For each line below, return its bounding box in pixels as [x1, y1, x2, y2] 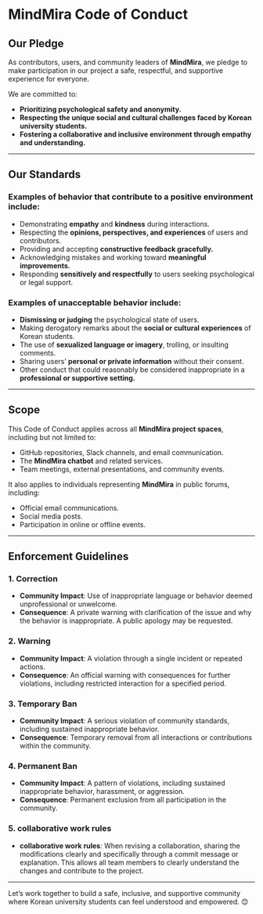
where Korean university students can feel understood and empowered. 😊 [8, 897, 249, 906]
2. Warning [8, 635, 51, 646]
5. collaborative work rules [8, 823, 112, 834]
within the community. [19, 741, 92, 751]
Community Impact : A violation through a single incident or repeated [19, 654, 243, 663]
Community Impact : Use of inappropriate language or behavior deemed [19, 591, 253, 601]
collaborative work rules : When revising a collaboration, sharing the [19, 841, 241, 850]
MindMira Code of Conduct [8, 5, 189, 24]
